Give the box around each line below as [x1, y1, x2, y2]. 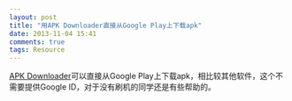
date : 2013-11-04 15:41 [9, 29, 97, 38]
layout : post [9, 12, 58, 22]
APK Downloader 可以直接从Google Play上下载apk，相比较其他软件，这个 [9, 71, 276, 82]
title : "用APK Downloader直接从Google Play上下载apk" [9, 21, 203, 30]
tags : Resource [9, 46, 65, 54]
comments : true [9, 37, 65, 47]
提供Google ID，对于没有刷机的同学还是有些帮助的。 [24, 82, 217, 92]
